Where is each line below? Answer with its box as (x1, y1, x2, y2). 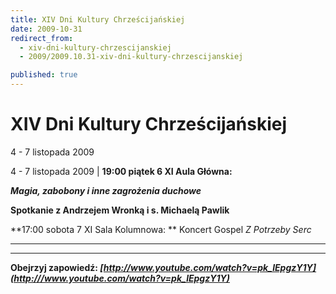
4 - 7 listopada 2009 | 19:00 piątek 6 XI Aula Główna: (10, 165, 233, 177)
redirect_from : (10, 33, 74, 43)
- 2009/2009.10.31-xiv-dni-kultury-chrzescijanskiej (19, 52, 244, 62)
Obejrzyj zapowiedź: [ (10, 261, 104, 273)
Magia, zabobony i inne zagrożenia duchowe (10, 184, 202, 196)
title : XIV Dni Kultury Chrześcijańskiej (10, 14, 186, 25)
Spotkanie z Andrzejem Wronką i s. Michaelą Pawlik (10, 204, 230, 216)
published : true (10, 70, 78, 80)
